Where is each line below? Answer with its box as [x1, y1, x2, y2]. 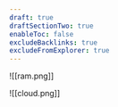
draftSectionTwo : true [9, 21, 94, 30]
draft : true [9, 12, 54, 22]
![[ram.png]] [9, 70, 55, 81]
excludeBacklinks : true [9, 37, 98, 47]
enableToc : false [9, 29, 74, 38]
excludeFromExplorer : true [9, 46, 110, 55]
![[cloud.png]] [9, 88, 61, 99]
